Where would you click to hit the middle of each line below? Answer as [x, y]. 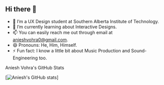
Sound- [139, 50]
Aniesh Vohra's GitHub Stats [35, 67]
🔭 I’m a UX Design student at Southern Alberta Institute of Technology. [86, 21]
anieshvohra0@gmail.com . [40, 39]
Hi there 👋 [21, 9]
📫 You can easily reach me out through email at [63, 32]
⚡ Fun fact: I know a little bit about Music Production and [71, 50]
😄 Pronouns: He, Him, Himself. [45, 45]
